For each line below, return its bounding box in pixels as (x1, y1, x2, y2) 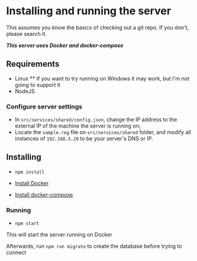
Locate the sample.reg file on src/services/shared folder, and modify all (14, 129, 192, 136)
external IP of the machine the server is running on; (14, 122, 141, 129)
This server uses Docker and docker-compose (6, 42, 124, 49)
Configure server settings (6, 102, 83, 111)
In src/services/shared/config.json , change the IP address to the (14, 116, 177, 123)
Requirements (6, 59, 60, 69)
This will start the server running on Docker (6, 231, 112, 238)
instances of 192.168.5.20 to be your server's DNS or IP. (14, 135, 154, 142)
